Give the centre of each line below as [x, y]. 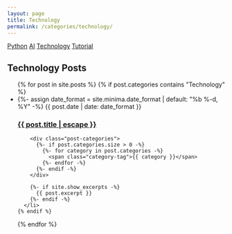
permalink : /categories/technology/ [60, 26]
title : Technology [34, 20]
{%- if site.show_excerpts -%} [75, 188]
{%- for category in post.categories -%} [103, 151]
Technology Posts [47, 67]
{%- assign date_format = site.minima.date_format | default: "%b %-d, [117, 99]
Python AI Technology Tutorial [50, 46]
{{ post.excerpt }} [64, 193]
